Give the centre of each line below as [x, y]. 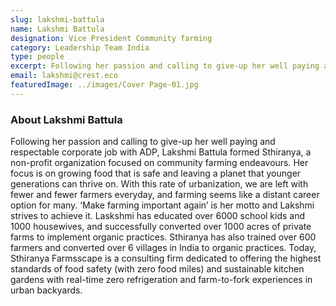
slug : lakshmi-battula [57, 19]
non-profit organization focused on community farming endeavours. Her [159, 163]
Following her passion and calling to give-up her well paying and [143, 142]
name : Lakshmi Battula [57, 29]
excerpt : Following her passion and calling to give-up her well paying [165, 66]
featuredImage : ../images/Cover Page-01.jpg [104, 85]
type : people [37, 57]
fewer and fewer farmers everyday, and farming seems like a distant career [165, 195]
